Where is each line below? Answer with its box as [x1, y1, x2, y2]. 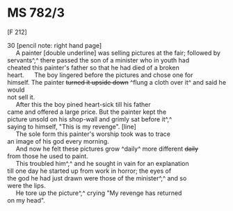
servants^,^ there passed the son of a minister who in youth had [7, 56, 190, 64]
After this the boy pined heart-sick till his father [15, 100, 151, 108]
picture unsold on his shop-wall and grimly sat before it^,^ [7, 115, 172, 123]
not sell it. [7, 92, 35, 101]
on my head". [7, 196, 45, 204]
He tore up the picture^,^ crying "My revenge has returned [15, 189, 182, 197]
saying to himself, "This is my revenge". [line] [7, 122, 137, 130]
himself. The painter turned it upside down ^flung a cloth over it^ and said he [7, 78, 227, 86]
